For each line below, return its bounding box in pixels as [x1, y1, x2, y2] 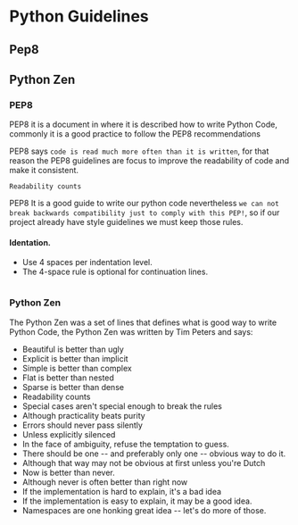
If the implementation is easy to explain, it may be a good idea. [21, 496, 252, 506]
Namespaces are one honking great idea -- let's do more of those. [21, 504, 267, 515]
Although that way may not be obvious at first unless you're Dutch [21, 457, 266, 468]
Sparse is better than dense [21, 381, 125, 392]
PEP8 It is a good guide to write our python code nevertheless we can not [9, 198, 279, 209]
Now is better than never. [21, 467, 116, 478]
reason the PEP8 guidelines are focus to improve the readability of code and [9, 155, 290, 166]
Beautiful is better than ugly [21, 344, 125, 354]
